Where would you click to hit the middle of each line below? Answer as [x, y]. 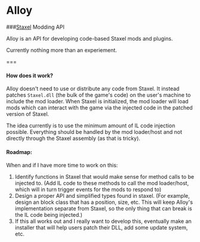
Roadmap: [19, 152]
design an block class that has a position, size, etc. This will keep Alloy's [104, 202]
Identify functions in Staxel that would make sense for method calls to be [104, 177]
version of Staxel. [28, 114]
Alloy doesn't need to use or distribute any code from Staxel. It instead [93, 89]
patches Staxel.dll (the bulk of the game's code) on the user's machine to [99, 95]
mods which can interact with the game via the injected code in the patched [99, 108]
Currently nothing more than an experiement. [62, 50]
